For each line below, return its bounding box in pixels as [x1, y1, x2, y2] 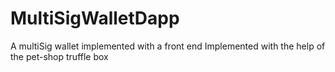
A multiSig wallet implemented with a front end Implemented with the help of [10, 40, 326, 52]
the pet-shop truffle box [10, 50, 109, 62]
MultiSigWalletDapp [10, 7, 180, 30]
